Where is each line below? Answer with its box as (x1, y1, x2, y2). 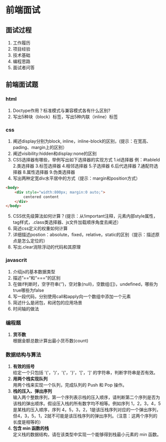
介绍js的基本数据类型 (12, 268, 56, 275)
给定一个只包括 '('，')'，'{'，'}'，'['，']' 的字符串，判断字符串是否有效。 (12, 370, 158, 376)
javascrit (5, 257, 27, 264)
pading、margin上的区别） (12, 144, 67, 150)
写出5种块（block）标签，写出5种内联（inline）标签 (12, 113, 118, 119)
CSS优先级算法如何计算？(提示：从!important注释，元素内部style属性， (12, 213, 158, 219)
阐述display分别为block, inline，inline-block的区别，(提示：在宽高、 (12, 138, 151, 144)
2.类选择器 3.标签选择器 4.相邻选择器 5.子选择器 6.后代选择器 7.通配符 (12, 163, 154, 169)
